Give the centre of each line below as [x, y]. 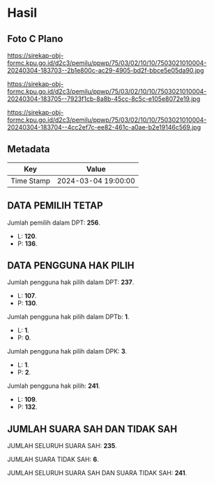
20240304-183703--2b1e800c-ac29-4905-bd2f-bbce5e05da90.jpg [106, 70]
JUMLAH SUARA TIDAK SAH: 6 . [53, 459]
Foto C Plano [35, 39]
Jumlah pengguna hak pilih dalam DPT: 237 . [71, 282]
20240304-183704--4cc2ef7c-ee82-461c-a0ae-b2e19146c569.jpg [104, 127]
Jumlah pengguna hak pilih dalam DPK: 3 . [67, 351]
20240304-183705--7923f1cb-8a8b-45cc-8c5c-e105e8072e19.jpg [104, 99]
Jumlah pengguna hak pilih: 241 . [54, 386]
